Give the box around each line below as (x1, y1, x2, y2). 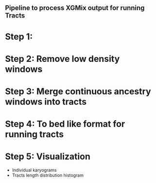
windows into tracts (5, 96, 87, 107)
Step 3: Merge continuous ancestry (5, 86, 151, 97)
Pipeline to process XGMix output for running (5, 4, 145, 12)
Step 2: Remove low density (5, 53, 120, 64)
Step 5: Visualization (5, 151, 91, 162)
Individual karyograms (12, 167, 57, 173)
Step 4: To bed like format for (5, 119, 125, 129)
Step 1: (5, 31, 33, 42)
